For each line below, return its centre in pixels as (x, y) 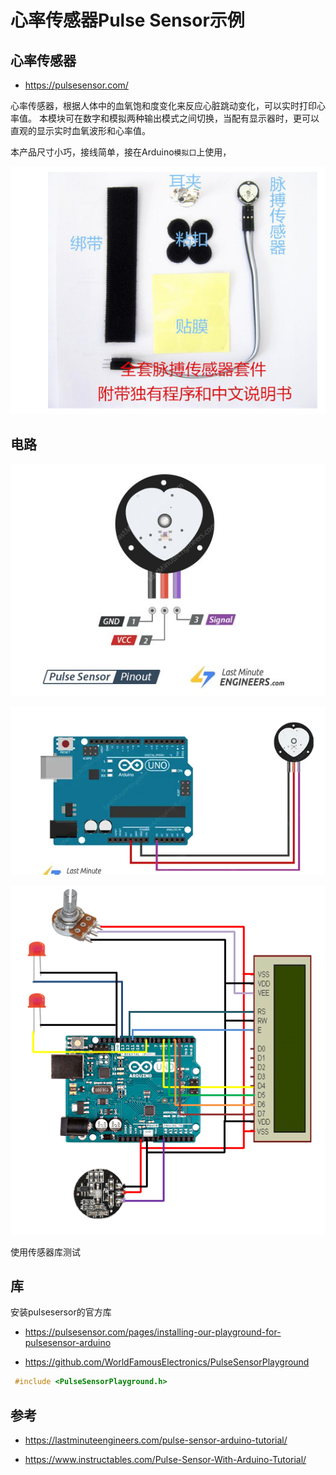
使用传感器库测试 (45, 1252)
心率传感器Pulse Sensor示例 (127, 20)
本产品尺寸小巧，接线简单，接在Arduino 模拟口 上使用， (121, 152)
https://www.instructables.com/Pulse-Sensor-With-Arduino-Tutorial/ (165, 1460)
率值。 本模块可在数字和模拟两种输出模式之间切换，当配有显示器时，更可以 (165, 118)
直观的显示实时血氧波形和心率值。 (80, 130)
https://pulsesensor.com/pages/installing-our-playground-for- (153, 1332)
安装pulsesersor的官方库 (61, 1312)
